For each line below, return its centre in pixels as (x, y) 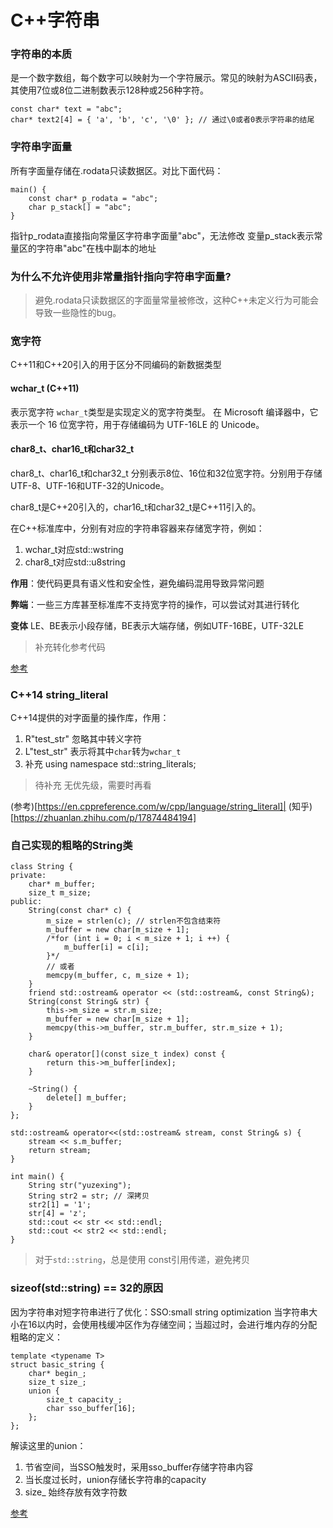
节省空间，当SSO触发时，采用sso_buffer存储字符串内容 (139, 1467)
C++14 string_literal (59, 694)
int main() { (37, 1177)
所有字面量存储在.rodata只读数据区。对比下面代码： (117, 170)
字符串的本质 (41, 54)
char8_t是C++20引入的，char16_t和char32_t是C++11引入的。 (136, 507)
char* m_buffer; (62, 884)
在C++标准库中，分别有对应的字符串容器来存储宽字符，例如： (137, 528)
